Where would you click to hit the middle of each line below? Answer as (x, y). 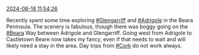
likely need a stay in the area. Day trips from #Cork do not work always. (94, 45)
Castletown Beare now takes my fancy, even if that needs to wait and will (96, 39)
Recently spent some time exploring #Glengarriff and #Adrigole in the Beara (99, 20)
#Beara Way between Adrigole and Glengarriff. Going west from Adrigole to (99, 33)
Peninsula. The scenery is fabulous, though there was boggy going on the (97, 27)
